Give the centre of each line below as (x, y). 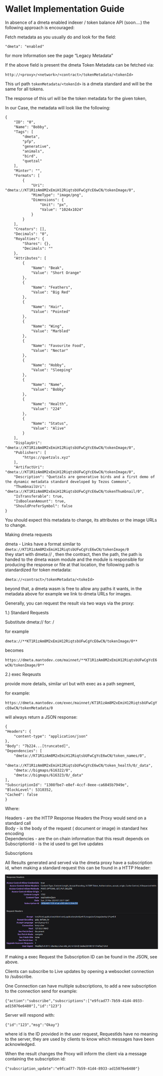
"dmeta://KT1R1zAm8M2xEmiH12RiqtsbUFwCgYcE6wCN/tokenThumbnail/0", (75, 491)
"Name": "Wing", (47, 326)
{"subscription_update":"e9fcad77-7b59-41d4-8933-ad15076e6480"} (72, 1068)
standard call (18, 823)
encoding (15, 833)
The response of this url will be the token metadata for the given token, (76, 98)
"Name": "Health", (49, 404)
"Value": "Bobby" (49, 389)
